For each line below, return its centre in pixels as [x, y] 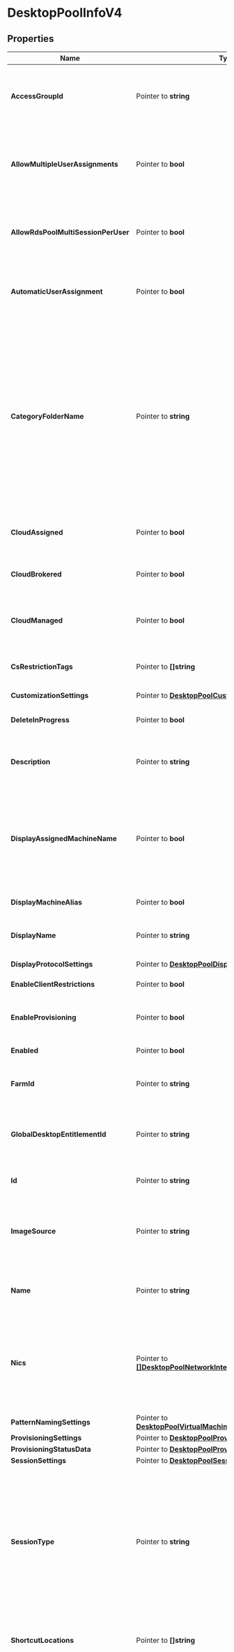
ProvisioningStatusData [51, 1449]
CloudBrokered [36, 574]
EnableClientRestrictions [53, 984]
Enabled [25, 1050]
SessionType [32, 1542]
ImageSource [33, 1231]
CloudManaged [37, 620]
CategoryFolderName [47, 416]
